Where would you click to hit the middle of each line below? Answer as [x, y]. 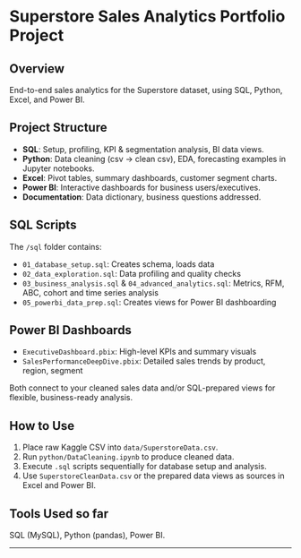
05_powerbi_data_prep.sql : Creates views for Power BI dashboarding [149, 302]
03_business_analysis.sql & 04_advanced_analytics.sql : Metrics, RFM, [153, 283]
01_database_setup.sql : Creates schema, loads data [118, 264]
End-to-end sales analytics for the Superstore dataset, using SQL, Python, [146, 90]
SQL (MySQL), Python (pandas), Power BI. [87, 536]
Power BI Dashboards [71, 330]
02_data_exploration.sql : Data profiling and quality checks [132, 273]
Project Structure [58, 128]
